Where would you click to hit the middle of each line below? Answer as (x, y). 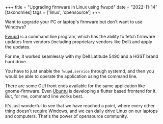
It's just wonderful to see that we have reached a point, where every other (80, 106)
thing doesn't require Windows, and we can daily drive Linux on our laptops (81, 111)
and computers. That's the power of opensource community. (67, 116)
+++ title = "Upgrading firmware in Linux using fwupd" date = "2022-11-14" (81, 7)
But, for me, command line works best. (44, 96)
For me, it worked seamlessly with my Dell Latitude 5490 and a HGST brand (82, 56)
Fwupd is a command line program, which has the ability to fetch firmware (80, 37)
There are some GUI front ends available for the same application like (75, 86)
